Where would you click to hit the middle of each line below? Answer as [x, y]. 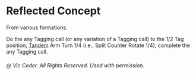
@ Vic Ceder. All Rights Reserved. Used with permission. [75, 65]
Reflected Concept [53, 11]
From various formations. [37, 27]
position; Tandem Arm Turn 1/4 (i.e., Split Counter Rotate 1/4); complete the [98, 45]
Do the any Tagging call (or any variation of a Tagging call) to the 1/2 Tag [95, 39]
